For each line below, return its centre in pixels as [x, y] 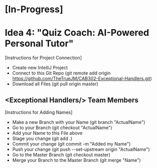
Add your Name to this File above [47, 133]
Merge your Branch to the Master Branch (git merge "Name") [76, 160]
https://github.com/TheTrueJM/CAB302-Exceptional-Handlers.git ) [82, 79]
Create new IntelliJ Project [40, 68]
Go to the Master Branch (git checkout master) [61, 155]
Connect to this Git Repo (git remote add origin [61, 73]
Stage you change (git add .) [42, 138]
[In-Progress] [34, 9]
